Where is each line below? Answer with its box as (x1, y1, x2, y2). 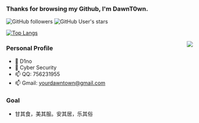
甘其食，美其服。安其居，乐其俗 (14, 110, 93, 117)
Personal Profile (6, 44, 53, 52)
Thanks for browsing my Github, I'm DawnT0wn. (6, 5, 149, 13)
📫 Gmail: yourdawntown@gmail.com (14, 79, 105, 87)
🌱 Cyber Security (14, 64, 57, 71)
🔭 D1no (14, 58, 33, 65)
